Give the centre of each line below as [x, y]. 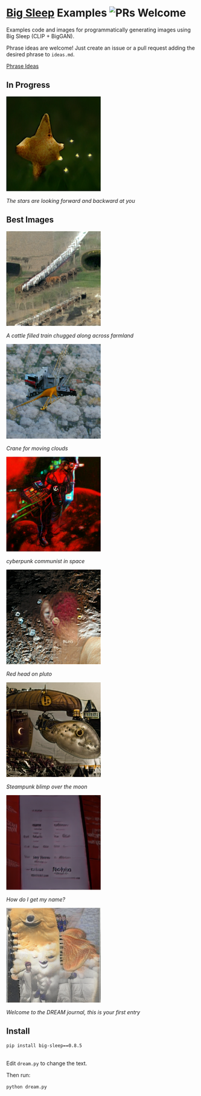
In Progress [28, 85]
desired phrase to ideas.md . [40, 54]
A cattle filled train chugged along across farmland [70, 335]
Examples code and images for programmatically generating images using [99, 30]
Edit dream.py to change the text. [47, 1063]
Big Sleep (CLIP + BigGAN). [40, 36]
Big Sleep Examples [57, 13]
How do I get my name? [36, 899]
